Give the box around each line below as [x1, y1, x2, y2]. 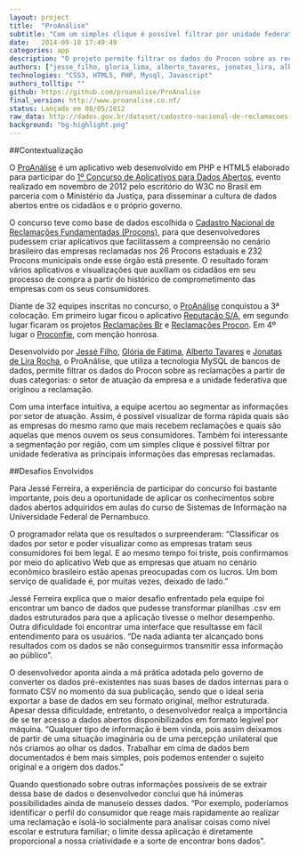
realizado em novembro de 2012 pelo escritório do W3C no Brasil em [9, 181, 263, 191]
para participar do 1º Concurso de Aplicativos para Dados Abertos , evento [9, 172, 282, 182]
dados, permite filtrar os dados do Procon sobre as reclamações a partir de [9, 366, 286, 375]
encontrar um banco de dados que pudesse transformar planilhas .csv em [9, 602, 281, 613]
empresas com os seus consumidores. [9, 284, 151, 294]
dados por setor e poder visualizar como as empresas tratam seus [9, 538, 253, 548]
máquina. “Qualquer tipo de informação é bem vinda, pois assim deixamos [9, 724, 282, 734]
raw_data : [9, 112, 46, 121]
